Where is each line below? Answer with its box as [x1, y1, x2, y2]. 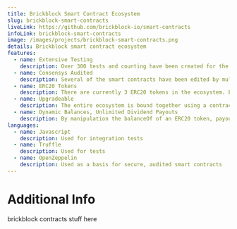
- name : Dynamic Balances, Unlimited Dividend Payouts [13, 109, 178, 116]
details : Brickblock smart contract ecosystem [7, 43, 147, 50]
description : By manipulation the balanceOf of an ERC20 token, [20, 115, 213, 122]
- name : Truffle [13, 142, 61, 149]
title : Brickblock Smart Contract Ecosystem [7, 10, 140, 18]
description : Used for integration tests [20, 135, 143, 142]
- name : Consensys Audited [13, 69, 93, 76]
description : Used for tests [20, 148, 106, 155]
